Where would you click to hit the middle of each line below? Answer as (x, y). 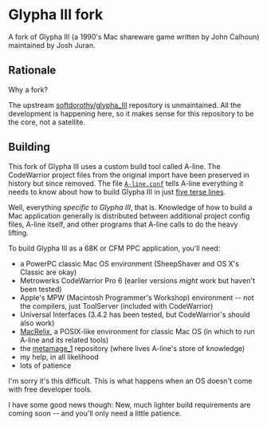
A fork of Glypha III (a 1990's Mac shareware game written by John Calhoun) (134, 37)
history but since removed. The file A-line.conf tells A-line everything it (126, 183)
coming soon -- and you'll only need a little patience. (95, 413)
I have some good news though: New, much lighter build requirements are (130, 404)
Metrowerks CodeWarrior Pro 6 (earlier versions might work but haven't (137, 280)
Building (29, 147)
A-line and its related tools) (64, 340)
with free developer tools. (51, 389)
